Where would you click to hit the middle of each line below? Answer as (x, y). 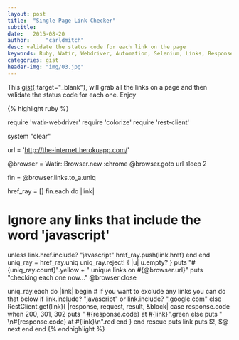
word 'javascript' (59, 235)
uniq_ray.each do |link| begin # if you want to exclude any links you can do (117, 291)
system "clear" (29, 136)
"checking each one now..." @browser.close (72, 277)
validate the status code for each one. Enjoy (72, 95)
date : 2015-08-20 (36, 34)
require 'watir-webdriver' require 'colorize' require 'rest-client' (99, 122)
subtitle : (22, 27)
